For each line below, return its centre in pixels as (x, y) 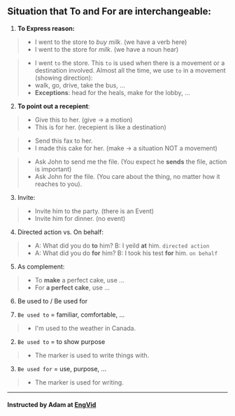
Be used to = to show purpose (61, 341)
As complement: (41, 266)
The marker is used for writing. (79, 382)
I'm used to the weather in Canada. (85, 328)
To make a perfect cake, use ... (79, 280)
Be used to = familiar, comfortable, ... (71, 315)
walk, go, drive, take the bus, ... (80, 85)
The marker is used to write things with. (92, 355)
